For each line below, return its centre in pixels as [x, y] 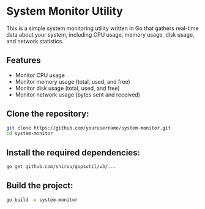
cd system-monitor [30, 134]
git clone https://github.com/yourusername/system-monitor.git [89, 128]
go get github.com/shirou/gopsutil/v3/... [61, 167]
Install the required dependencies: [73, 152]
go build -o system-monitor [42, 200]
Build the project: [40, 185]
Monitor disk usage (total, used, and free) [68, 88]
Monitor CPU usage [40, 75]
